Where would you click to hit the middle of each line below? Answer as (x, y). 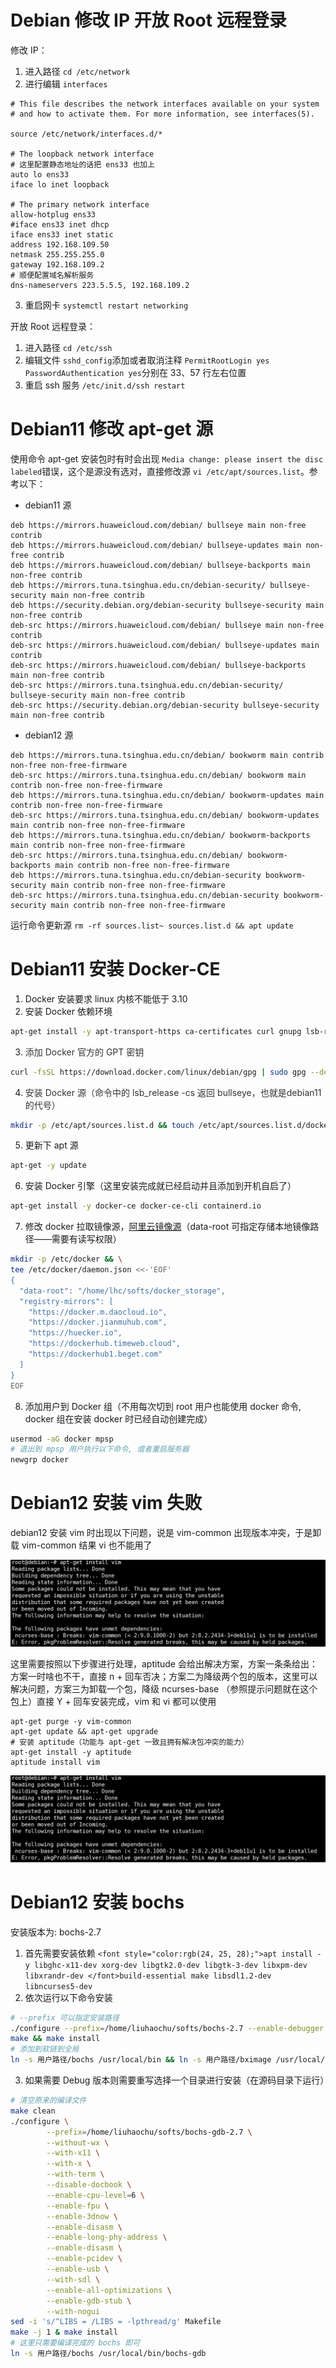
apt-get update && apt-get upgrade (84, 1731)
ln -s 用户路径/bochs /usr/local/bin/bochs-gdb (108, 2354)
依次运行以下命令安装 (68, 1997)
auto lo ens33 (40, 174)
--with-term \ (75, 2174)
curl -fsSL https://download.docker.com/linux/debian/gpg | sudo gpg (158, 1072)
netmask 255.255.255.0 (57, 254)
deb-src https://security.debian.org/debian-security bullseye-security (165, 705)
